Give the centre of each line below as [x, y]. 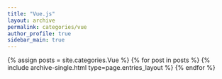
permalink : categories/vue [47, 27]
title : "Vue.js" [31, 14]
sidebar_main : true [36, 40]
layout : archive [31, 20]
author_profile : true [39, 34]
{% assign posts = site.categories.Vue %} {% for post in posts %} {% [109, 60]
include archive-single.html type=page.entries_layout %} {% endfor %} [111, 68]
